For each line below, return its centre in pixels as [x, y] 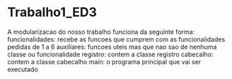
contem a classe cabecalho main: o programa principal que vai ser [104, 61]
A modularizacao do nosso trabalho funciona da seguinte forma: [101, 32]
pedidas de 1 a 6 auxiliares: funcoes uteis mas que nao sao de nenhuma [112, 47]
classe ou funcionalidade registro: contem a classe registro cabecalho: [110, 54]
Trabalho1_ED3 [52, 12]
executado [23, 69]
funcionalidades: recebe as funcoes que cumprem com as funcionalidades [116, 39]
